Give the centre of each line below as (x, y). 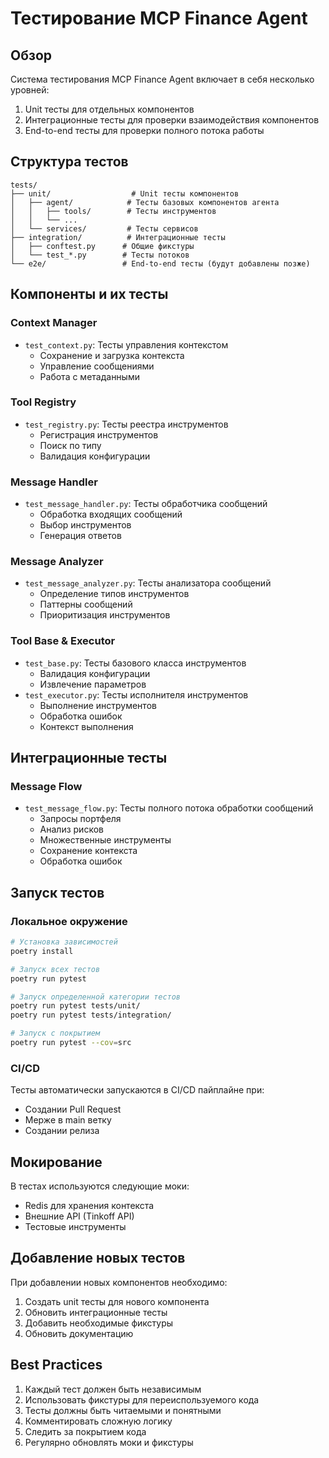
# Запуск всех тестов (55, 969)
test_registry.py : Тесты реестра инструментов (126, 424)
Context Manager (54, 323)
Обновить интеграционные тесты (96, 1312)
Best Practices (56, 1365)
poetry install (42, 951)
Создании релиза (62, 1131)
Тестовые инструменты (75, 1227)
